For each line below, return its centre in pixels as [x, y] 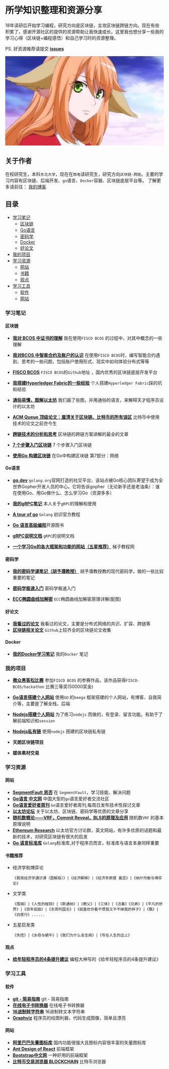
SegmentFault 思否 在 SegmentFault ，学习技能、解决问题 [71, 793]
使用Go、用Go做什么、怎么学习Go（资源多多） [66, 493]
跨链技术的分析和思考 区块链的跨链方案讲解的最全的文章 [70, 434]
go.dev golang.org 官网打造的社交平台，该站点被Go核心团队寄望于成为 [86, 480]
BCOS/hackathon [28, 687]
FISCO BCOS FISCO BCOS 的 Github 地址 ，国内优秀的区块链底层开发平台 [85, 372]
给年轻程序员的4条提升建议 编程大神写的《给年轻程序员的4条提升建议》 [87, 959]
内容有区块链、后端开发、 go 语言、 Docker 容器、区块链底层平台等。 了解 [83, 180]
